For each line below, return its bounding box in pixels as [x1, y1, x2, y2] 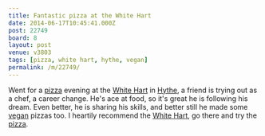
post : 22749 [8, 26, 48, 34]
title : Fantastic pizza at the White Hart [8, 11, 152, 20]
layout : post [8, 41, 52, 49]
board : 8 [8, 33, 38, 42]
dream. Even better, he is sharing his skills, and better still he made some [8, 102, 248, 111]
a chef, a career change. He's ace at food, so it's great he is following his [8, 93, 248, 103]
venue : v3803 [8, 49, 52, 56]
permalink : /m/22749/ [8, 64, 81, 72]
